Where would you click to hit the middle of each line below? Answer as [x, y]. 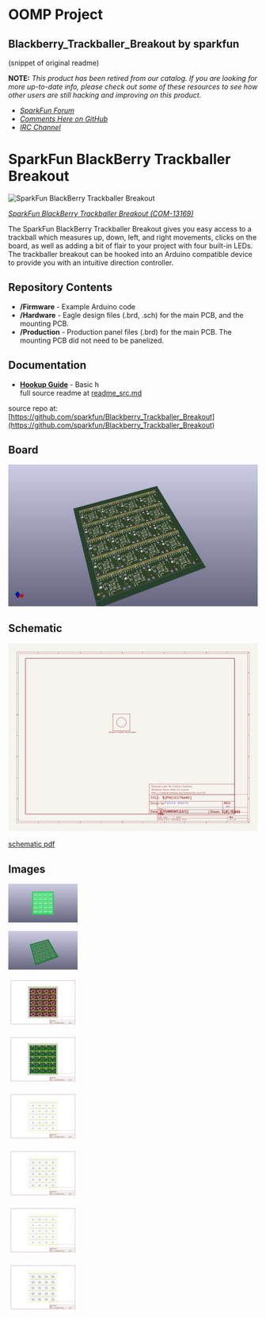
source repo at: [33, 408]
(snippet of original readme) [54, 63]
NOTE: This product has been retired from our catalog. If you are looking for [133, 78]
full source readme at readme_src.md [81, 393]
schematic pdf [32, 844]
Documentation [47, 365]
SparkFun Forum [47, 110]
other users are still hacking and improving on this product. [105, 95]
